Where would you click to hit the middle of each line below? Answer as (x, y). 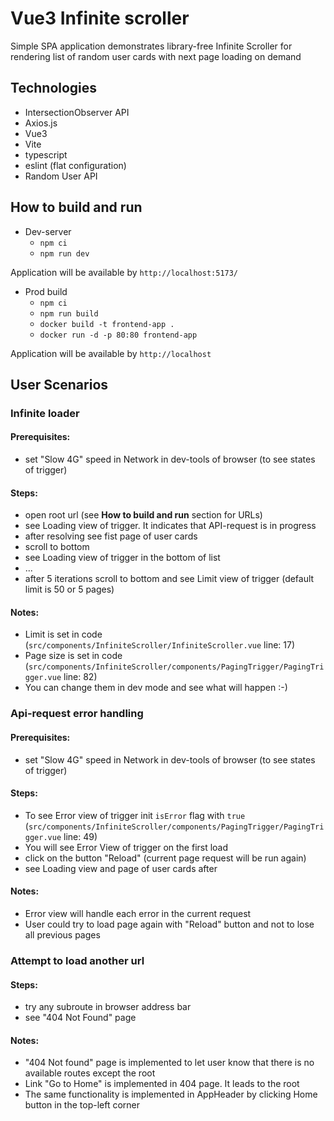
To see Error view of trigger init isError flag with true (135, 815)
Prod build (46, 291)
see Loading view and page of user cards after (121, 868)
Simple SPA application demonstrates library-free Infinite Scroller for (151, 46)
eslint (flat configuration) (75, 165)
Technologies (54, 88)
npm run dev (64, 253)
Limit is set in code (63, 634)
